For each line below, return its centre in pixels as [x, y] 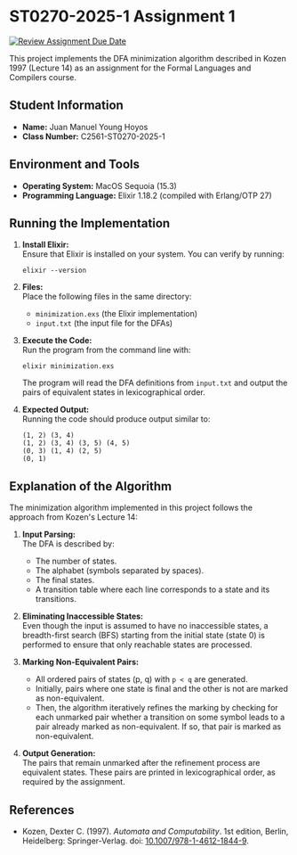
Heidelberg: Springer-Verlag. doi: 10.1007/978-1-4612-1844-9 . [135, 841]
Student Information [67, 106]
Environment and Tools [75, 164]
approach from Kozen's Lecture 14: [73, 517]
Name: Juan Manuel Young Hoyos [85, 127]
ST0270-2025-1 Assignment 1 [122, 16]
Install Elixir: [45, 245]
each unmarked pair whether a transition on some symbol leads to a [160, 717]
